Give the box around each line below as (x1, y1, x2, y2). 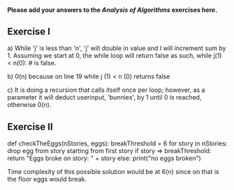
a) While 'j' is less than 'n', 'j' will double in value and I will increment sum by (7, 44, 226, 52)
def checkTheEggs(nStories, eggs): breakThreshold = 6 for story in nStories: (7, 139, 228, 148)
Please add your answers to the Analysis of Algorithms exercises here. (7, 6, 218, 14)
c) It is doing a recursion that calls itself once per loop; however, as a (7, 86, 205, 94)
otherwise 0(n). (7, 101, 52, 109)
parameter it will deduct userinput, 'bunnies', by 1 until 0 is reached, (7, 93, 202, 102)
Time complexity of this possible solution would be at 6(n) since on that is (7, 168, 219, 176)
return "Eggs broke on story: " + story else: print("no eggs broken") (7, 154, 201, 163)
